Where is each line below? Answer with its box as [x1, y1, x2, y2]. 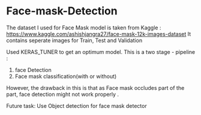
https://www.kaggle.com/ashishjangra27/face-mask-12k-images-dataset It [6, 30, 191, 37]
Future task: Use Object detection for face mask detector [6, 102, 147, 109]
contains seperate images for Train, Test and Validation [6, 37, 143, 44]
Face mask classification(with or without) [14, 72, 117, 80]
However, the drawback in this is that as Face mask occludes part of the [6, 84, 185, 91]
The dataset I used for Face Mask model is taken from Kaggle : [6, 24, 161, 31]
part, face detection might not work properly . [6, 90, 119, 98]
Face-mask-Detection [6, 4, 118, 18]
